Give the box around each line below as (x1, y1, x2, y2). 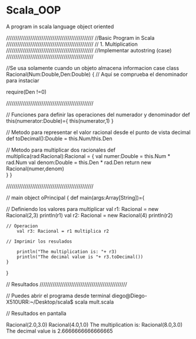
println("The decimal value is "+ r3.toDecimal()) (16, 254, 144, 260)
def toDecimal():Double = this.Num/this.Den (6, 135, 113, 142)
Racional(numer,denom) (6, 165, 65, 172)
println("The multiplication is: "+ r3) (16, 249, 117, 254)
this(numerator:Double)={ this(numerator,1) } (6, 117, 114, 124)
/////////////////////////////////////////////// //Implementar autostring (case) (6, 46, 172, 53)
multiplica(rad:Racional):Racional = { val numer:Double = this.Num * (6, 152, 171, 159)
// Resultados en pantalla (6, 310, 67, 317)
